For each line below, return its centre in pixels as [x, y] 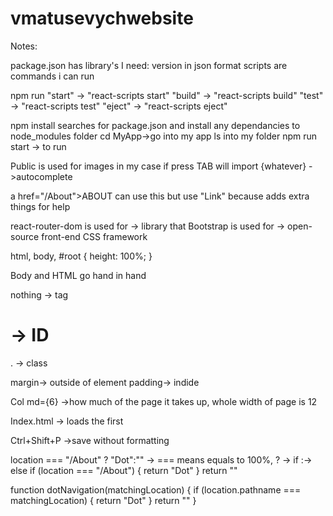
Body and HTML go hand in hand [78, 275]
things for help [40, 206]
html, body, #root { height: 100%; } [81, 256]
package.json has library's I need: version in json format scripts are [149, 65]
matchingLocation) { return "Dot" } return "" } [103, 500]
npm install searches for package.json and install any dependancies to [155, 125]
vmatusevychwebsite [102, 18]
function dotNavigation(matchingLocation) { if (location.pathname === [156, 489]
